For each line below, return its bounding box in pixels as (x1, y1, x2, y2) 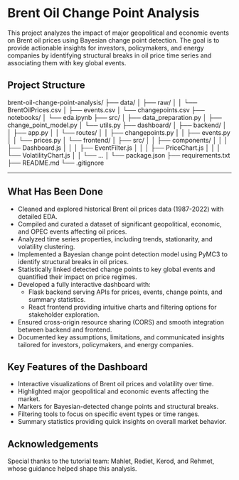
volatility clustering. (17, 242, 75, 251)
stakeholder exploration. (28, 310, 100, 319)
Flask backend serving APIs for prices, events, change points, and (28, 288, 223, 296)
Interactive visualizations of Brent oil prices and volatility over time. (17, 380, 214, 388)
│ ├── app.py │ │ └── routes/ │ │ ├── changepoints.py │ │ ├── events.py (7, 128, 231, 136)
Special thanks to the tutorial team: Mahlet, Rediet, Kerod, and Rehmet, (7, 457, 215, 466)
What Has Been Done (7, 186, 103, 198)
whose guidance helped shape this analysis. (7, 464, 137, 473)
